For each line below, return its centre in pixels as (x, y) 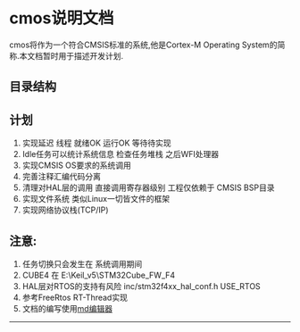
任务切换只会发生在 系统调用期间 (82, 263)
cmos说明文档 (62, 18)
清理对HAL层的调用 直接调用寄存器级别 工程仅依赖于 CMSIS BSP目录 (148, 187)
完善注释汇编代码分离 (61, 177)
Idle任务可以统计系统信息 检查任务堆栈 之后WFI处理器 (121, 154)
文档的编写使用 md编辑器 (67, 308)
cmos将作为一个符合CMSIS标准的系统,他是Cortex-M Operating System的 (143, 45)
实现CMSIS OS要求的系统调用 (77, 165)
